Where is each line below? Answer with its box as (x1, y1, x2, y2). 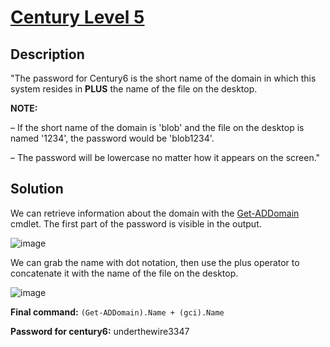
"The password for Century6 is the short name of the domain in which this (10, 72, 317, 84)
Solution (10, 181, 64, 198)
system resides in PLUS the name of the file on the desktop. (10, 83, 258, 95)
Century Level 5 (10, 6, 145, 29)
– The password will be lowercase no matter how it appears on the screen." (10, 152, 321, 163)
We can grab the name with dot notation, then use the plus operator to (10, 256, 300, 268)
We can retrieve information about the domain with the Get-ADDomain (10, 207, 300, 219)
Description (10, 46, 85, 63)
